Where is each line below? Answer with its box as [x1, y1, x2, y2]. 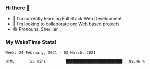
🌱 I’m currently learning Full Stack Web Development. [12, 16, 123, 22]
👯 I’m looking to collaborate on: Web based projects [12, 21, 120, 27]
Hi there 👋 [5, 4, 30, 11]
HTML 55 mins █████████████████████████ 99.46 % [5, 59, 145, 64]
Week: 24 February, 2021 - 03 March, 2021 [5, 50, 96, 55]
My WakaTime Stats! [5, 39, 57, 46]
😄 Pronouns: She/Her [12, 26, 58, 32]
